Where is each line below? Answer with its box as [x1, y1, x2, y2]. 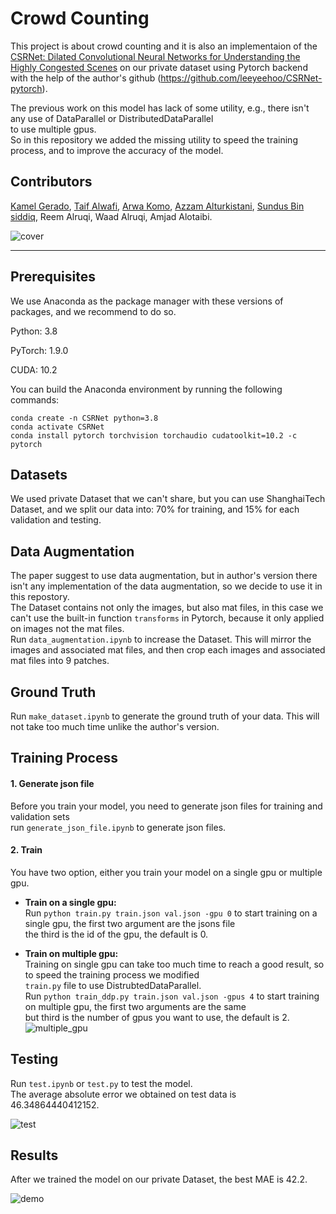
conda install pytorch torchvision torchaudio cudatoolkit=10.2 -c [10, 430, 298, 441]
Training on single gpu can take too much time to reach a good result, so [24, 958, 325, 970]
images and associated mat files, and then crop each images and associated [10, 644, 326, 656]
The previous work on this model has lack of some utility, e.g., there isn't [10, 102, 310, 114]
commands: [10, 393, 60, 406]
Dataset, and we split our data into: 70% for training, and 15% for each [10, 503, 300, 516]
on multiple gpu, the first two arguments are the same [24, 1000, 247, 1012]
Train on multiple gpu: [24, 947, 119, 959]
